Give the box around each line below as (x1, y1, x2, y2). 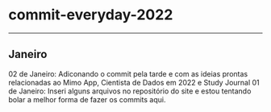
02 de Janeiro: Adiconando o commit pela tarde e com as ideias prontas (8, 68, 248, 78)
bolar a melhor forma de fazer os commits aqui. (8, 94, 166, 104)
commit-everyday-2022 (8, 6, 173, 24)
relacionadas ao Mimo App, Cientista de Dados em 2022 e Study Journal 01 (8, 77, 260, 87)
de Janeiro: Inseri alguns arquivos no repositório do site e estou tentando (8, 86, 252, 96)
